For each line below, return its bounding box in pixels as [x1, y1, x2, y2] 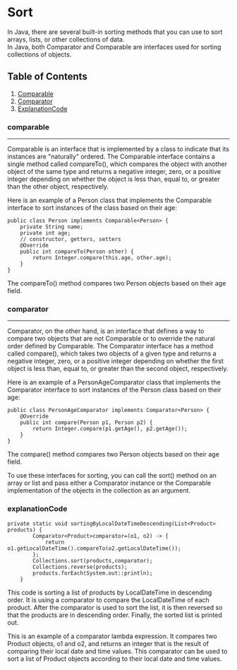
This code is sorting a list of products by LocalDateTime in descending [7, 588, 212, 596]
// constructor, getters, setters [20, 236, 121, 243]
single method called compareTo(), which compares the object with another [7, 160, 228, 168]
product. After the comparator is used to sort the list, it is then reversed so [7, 603, 223, 611]
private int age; [20, 230, 71, 237]
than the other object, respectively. [7, 182, 109, 191]
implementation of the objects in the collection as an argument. [7, 486, 191, 495]
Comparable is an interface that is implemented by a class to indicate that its [7, 145, 229, 153]
